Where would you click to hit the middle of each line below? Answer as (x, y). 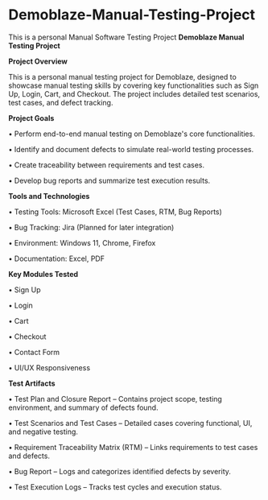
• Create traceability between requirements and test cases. (107, 165)
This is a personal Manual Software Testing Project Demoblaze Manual (126, 37)
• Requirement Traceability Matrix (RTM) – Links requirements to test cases (133, 447)
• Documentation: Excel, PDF (56, 258)
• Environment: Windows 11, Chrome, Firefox (82, 242)
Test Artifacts (32, 383)
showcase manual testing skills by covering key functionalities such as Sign (134, 85)
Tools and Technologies (49, 196)
